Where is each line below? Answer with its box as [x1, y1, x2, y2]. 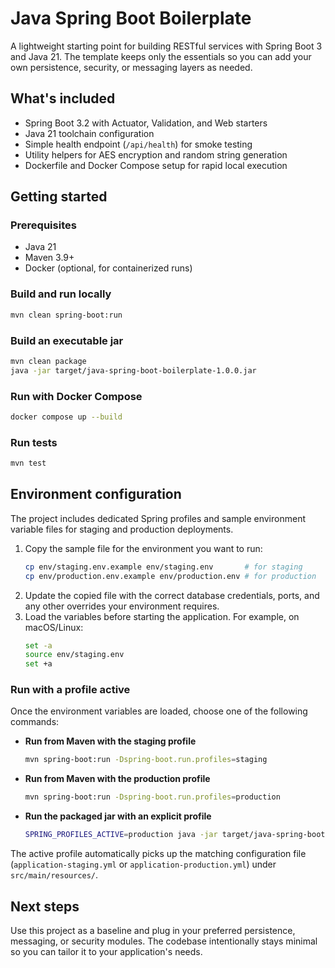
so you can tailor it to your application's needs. [10, 945, 203, 957]
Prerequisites [10, 218, 77, 232]
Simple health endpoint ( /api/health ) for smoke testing [24, 138, 253, 150]
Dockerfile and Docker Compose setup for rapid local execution [24, 159, 288, 171]
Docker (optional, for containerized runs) [24, 262, 193, 274]
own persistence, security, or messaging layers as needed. [10, 61, 253, 73]
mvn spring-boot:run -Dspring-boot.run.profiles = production [24, 792, 281, 802]
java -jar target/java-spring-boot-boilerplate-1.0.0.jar [10, 365, 257, 376]
